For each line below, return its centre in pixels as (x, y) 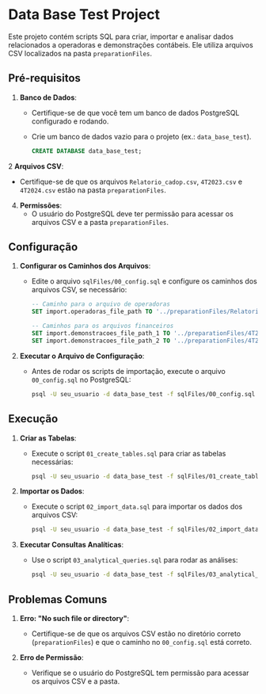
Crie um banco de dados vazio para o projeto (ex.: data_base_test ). (141, 136)
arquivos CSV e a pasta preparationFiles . (100, 222)
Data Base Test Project (84, 15)
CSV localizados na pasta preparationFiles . (80, 53)
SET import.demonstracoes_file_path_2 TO (101, 341)
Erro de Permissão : (51, 657)
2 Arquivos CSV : (36, 166)
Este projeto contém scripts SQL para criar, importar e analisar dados (121, 36)
